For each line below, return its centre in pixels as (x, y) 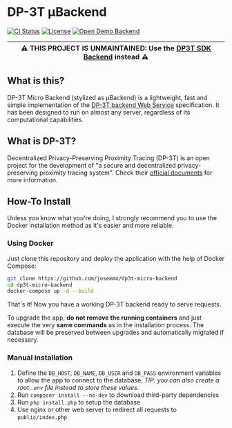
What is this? (36, 81)
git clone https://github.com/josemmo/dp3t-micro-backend (92, 278)
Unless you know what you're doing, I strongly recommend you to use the (112, 218)
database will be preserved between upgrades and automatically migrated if (116, 333)
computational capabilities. (46, 119)
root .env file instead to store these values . (78, 387)
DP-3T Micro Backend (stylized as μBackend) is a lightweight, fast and (107, 97)
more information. (32, 179)
